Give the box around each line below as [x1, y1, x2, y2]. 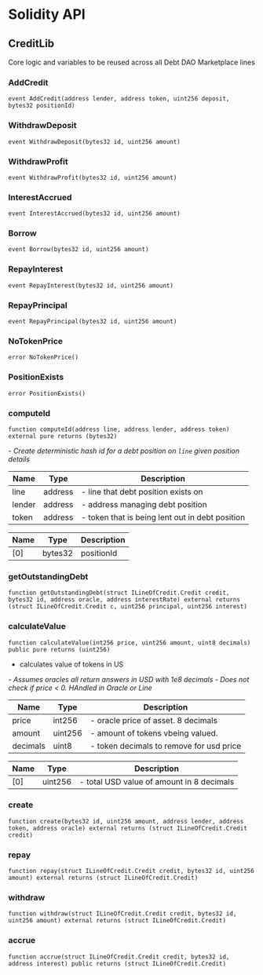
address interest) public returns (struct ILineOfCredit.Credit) [8, 959, 226, 967]
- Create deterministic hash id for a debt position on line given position [8, 446, 240, 455]
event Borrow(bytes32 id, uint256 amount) [8, 246, 149, 254]
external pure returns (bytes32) [8, 432, 118, 440]
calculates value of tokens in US [19, 659, 124, 669]
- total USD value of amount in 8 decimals [79, 776, 235, 787]
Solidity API [8, 5, 86, 24]
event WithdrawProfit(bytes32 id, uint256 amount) [8, 173, 177, 181]
